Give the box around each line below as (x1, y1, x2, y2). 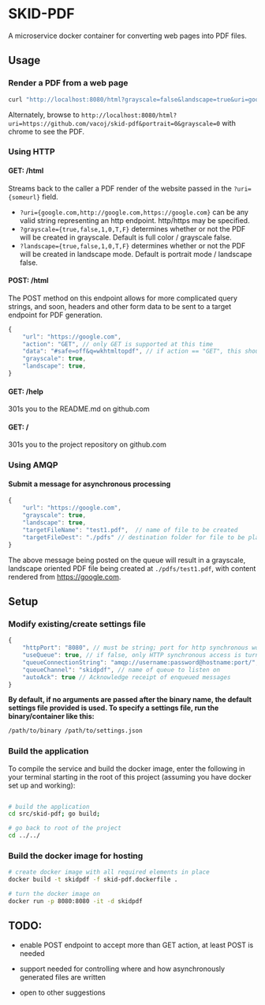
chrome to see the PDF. (8, 127, 85, 136)
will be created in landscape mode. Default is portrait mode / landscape (19, 249, 252, 259)
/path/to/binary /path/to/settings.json (8, 727, 144, 735)
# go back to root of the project (8, 824, 122, 833)
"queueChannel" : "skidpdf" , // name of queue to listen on (22, 666, 221, 674)
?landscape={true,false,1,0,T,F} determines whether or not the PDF (19, 240, 246, 250)
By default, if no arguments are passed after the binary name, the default (8, 695, 252, 705)
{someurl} (8, 193, 41, 202)
